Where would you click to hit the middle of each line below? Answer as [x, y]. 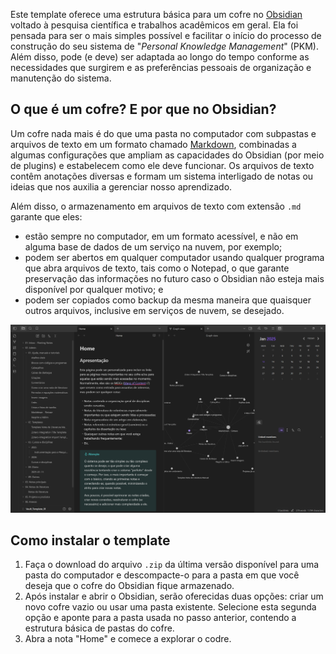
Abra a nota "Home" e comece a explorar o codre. [128, 639]
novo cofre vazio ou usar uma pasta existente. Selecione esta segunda [170, 607]
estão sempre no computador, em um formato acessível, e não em [161, 236]
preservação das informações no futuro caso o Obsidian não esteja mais [174, 278]
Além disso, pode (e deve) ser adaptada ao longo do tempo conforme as [160, 57]
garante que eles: [46, 216]
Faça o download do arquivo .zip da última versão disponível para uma [172, 565]
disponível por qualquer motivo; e [94, 289]
